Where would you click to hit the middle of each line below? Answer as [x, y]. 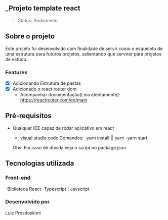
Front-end [18, 178]
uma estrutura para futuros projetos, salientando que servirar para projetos [83, 54]
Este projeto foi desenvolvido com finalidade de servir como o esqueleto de [84, 48]
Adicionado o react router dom [45, 89]
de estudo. [16, 59]
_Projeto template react [43, 8]
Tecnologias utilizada [40, 163]
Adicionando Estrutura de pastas [47, 83]
